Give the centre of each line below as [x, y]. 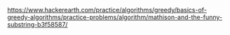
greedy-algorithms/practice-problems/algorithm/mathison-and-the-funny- [115, 17]
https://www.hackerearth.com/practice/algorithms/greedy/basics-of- [107, 10]
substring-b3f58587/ [38, 24]
